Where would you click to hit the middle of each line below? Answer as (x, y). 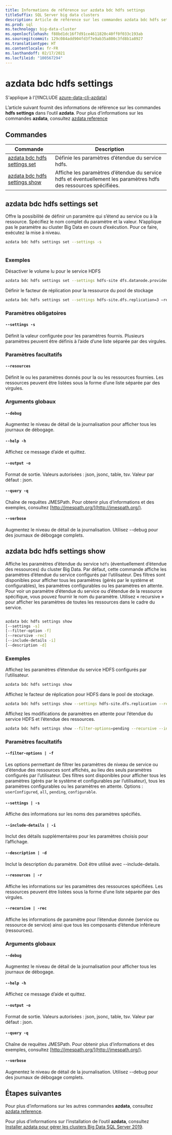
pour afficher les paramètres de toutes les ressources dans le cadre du (80, 602)
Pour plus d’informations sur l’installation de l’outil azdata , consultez (77, 1121)
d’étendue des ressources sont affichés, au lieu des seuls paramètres (79, 770)
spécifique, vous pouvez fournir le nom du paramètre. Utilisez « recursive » (85, 596)
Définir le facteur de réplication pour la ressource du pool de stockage (79, 290)
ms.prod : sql (19, 24)
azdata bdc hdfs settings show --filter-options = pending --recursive (81, 729)
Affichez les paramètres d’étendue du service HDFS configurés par (76, 670)
